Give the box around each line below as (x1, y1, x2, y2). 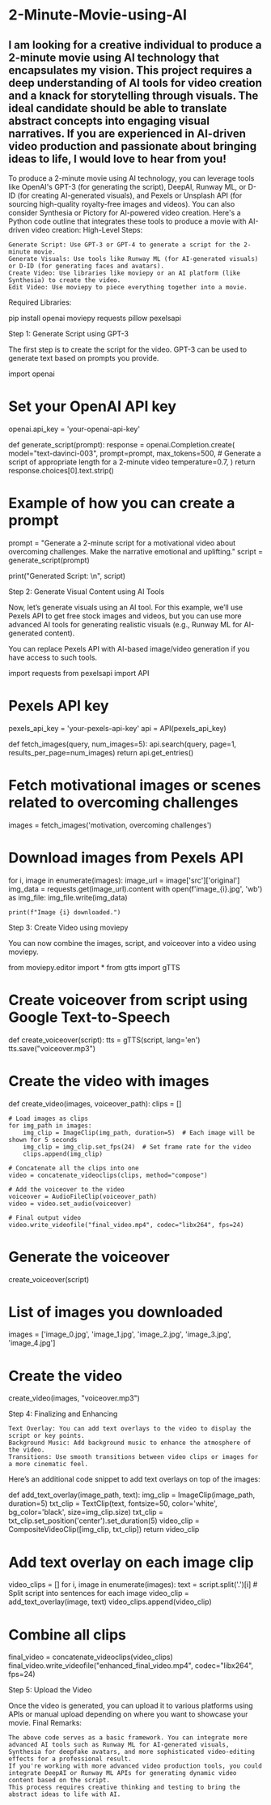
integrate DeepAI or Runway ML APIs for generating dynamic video (8, 1769, 237, 1777)
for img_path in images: (8, 1121, 92, 1130)
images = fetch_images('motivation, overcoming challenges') (8, 820, 212, 830)
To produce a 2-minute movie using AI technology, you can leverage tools (8, 173, 255, 183)
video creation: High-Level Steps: (31, 225, 143, 234)
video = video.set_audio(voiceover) (8, 1200, 132, 1208)
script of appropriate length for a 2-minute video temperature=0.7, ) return (8, 456, 256, 467)
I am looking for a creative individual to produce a (8, 38, 262, 52)
